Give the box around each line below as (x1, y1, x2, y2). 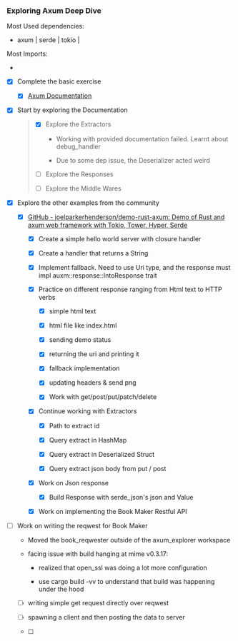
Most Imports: (6, 49, 48, 59)
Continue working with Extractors (38, 407, 137, 415)
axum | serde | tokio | (16, 36, 80, 44)
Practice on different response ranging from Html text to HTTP (38, 285, 222, 293)
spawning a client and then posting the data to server (27, 613, 185, 622)
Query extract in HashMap (49, 435, 127, 444)
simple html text (49, 307, 96, 316)
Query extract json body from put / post (49, 464, 167, 473)
